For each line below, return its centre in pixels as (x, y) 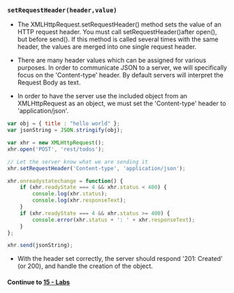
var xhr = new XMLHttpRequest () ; (56, 143)
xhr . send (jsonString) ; (40, 246)
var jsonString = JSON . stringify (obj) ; (65, 130)
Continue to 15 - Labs (39, 282)
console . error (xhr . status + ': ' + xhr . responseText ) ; (114, 220)
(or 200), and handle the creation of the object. (85, 266)
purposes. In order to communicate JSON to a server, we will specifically (122, 68)
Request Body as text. (49, 82)
